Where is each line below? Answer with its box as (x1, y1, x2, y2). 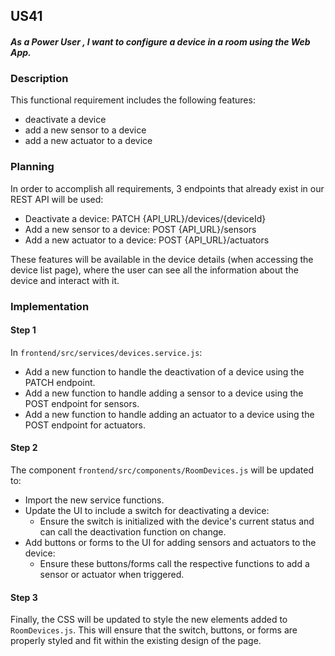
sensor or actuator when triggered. (39, 568, 185, 580)
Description (10, 71, 69, 85)
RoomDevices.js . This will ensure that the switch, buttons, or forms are (10, 624, 298, 636)
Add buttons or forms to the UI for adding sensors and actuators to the (24, 536, 317, 548)
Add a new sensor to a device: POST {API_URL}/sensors (24, 223, 257, 235)
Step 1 (10, 324, 37, 336)
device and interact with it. (10, 274, 120, 286)
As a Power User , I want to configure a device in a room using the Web (10, 35, 311, 48)
